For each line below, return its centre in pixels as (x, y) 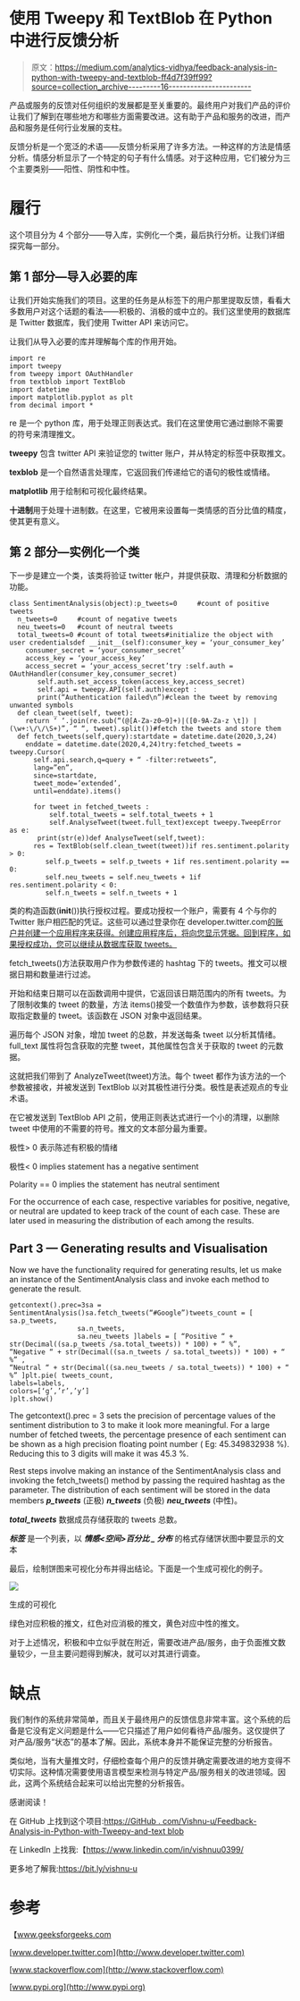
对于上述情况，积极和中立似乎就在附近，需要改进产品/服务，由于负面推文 (144, 1643)
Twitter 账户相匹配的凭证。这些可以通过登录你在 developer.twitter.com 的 (142, 921)
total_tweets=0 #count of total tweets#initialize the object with (146, 635)
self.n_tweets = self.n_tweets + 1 (111, 893)
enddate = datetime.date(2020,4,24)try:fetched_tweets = (133, 744)
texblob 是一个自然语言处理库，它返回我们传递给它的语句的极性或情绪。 (142, 472)
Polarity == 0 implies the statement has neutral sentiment (115, 1184)
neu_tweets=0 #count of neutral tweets (96, 626)
